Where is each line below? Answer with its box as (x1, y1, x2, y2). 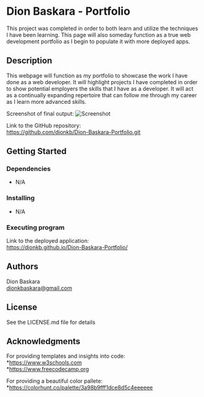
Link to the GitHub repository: (6, 122, 81, 129)
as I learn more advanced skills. (6, 98, 87, 105)
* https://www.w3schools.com (6, 359, 82, 366)
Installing (6, 194, 35, 202)
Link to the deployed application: (6, 237, 89, 245)
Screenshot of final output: (6, 109, 74, 117)
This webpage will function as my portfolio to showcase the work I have (6, 72, 188, 79)
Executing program (6, 223, 65, 232)
